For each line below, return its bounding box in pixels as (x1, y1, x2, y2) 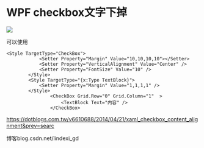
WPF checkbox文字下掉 (6, 5, 128, 19)
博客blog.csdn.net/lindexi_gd (6, 135, 79, 142)
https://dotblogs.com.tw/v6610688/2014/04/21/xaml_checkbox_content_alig (6, 115, 199, 122)
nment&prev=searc (6, 122, 55, 129)
